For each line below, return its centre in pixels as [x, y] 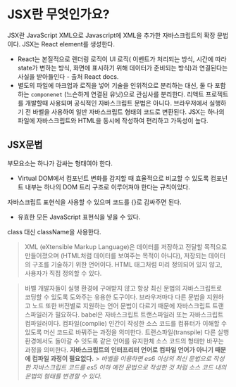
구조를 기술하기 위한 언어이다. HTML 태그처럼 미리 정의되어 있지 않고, [127, 264]
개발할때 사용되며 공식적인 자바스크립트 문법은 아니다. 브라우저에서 [116, 103]
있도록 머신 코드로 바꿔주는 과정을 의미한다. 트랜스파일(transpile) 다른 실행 [127, 332]
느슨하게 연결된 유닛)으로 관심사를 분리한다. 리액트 [135, 94]
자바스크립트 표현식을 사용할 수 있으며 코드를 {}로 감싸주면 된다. [94, 202]
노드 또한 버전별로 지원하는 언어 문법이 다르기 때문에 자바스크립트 [122, 305]
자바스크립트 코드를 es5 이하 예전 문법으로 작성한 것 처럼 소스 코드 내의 [129, 367]
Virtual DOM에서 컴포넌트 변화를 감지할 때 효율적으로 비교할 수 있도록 [113, 178]
